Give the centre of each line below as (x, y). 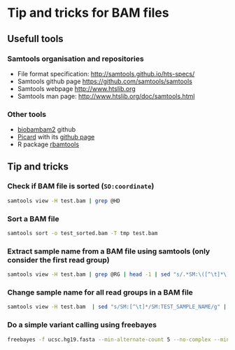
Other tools (27, 114)
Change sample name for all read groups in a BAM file (100, 292)
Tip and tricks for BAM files (88, 13)
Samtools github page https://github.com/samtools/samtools (105, 81)
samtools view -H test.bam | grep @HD (64, 201)
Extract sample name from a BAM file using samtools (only (109, 251)
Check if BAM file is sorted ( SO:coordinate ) (81, 186)
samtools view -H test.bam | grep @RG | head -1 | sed (89, 274)
